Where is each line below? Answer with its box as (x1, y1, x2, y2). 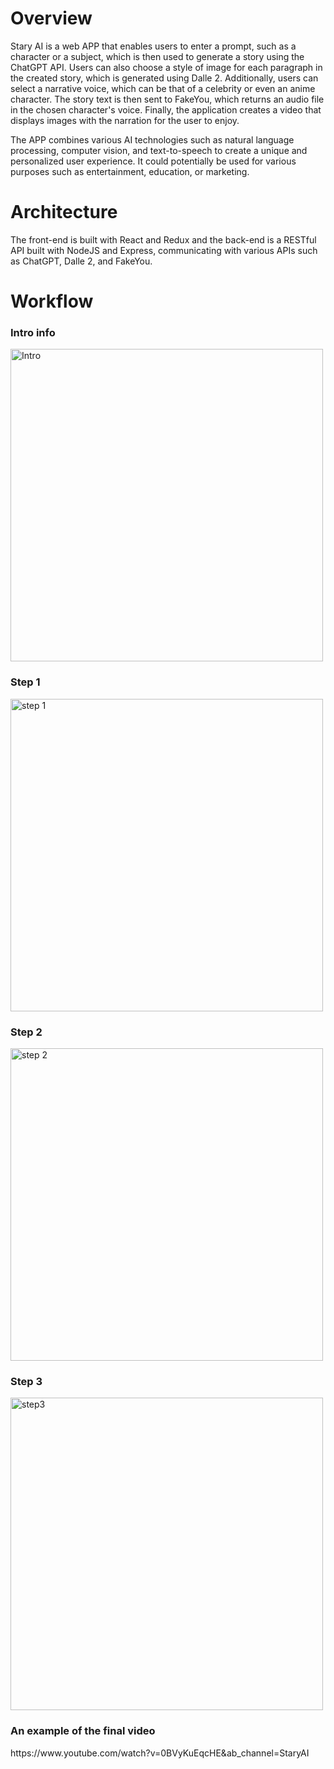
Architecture (10, 201, 118, 224)
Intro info (10, 325, 56, 339)
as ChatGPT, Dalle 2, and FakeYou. (10, 255, 153, 267)
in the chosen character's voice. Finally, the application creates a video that (10, 103, 322, 116)
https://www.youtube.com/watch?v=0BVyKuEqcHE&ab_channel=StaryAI (10, 1747, 310, 1759)
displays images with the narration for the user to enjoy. (10, 114, 240, 126)
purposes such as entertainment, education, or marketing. (10, 165, 250, 177)
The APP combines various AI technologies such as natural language (10, 133, 295, 146)
